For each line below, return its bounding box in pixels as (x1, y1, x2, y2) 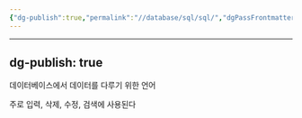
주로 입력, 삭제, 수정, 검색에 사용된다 (9, 99, 137, 110)
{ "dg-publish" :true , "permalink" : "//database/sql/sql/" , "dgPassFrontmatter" (9, 13, 299, 23)
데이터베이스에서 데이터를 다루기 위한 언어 (9, 80, 156, 91)
